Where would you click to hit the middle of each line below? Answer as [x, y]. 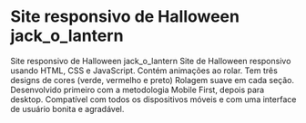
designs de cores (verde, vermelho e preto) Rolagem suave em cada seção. [153, 80]
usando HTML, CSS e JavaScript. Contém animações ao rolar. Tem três [144, 71]
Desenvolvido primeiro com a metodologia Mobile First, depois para [138, 90]
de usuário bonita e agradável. [67, 109]
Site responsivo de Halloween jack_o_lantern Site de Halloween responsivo [151, 61]
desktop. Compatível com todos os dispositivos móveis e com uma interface [153, 99]
